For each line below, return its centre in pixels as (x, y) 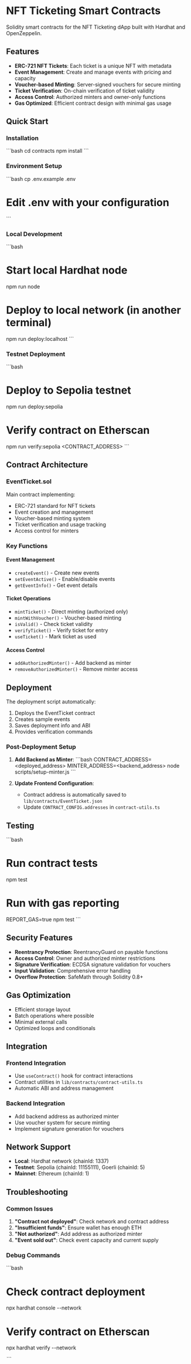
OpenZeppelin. (24, 33)
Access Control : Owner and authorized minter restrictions (85, 958)
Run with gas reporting (63, 903)
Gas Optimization (38, 995)
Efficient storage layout (42, 1009)
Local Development (34, 234)
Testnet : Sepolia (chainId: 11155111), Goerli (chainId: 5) (80, 1167)
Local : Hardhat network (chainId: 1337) (62, 1161)
